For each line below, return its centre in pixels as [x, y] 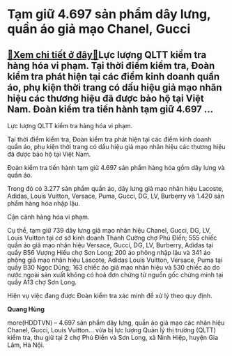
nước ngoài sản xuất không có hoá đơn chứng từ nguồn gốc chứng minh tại [115, 275]
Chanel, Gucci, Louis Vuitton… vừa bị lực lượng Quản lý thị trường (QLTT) [111, 330]
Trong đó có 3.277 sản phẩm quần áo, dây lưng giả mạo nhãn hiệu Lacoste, [116, 188]
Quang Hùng [26, 309]
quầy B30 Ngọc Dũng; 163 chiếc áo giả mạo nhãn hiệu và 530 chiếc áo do [114, 267]
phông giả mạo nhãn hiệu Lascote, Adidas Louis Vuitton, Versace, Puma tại [115, 260]
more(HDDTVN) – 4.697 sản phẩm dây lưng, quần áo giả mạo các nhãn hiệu [116, 323]
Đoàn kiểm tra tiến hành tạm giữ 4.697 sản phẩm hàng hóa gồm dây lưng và [116, 168]
